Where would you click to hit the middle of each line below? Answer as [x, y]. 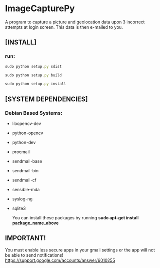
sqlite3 [19, 208]
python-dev [24, 142]
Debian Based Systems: [34, 113]
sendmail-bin [25, 170]
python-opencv [28, 133]
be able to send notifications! [34, 255]
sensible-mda [26, 189]
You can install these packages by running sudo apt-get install [75, 217]
